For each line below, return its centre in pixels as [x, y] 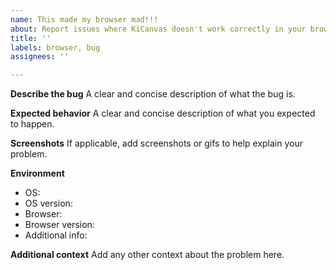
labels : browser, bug [55, 47]
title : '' [31, 38]
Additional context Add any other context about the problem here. [147, 255]
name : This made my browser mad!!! [84, 19]
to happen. [32, 124]
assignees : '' [40, 57]
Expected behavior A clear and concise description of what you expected [163, 113]
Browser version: [59, 225]
